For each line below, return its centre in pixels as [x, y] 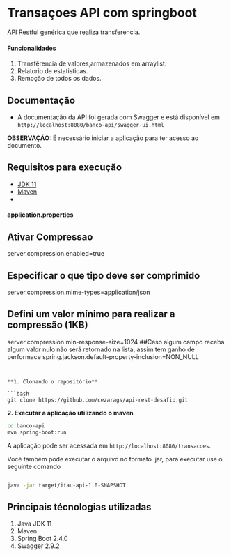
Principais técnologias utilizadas [79, 507]
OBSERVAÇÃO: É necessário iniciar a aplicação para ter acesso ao [103, 138]
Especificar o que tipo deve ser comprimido [104, 276]
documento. [24, 145]
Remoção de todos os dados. [59, 79]
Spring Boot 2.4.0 [42, 539]
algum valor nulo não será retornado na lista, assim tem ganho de [101, 349]
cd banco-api [26, 426]
